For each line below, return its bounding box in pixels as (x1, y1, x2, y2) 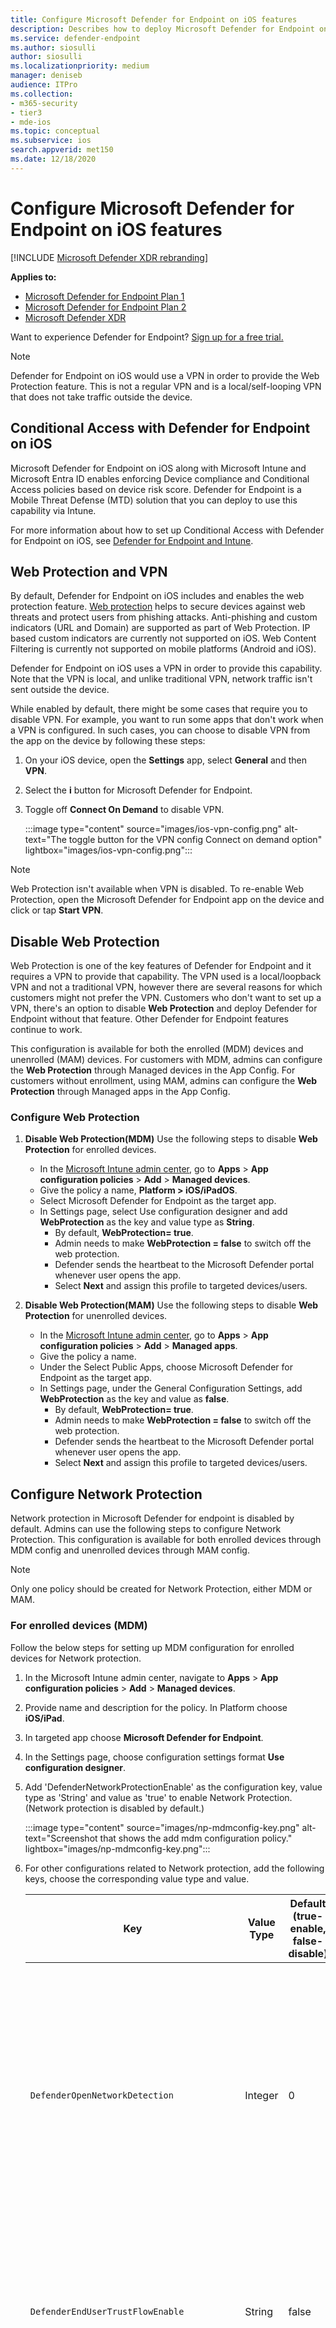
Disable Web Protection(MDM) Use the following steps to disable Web (24, 1133, 318, 1145)
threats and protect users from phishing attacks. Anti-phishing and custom (10, 611, 318, 623)
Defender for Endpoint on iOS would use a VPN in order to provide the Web (10, 369, 320, 381)
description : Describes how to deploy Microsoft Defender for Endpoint (10, 24, 315, 34)
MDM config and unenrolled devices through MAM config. (10, 1544, 250, 1556)
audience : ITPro (10, 80, 78, 90)
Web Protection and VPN (10, 563, 168, 580)
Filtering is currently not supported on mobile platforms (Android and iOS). (10, 643, 317, 655)
